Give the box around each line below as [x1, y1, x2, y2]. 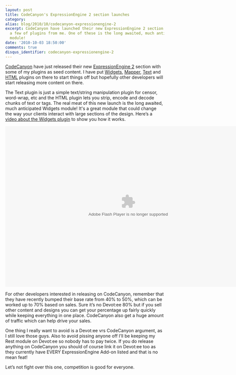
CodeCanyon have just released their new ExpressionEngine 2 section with [5, 64, 161, 70]
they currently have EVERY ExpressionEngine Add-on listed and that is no [5, 349, 158, 355]
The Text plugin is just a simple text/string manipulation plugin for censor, [5, 89, 158, 95]
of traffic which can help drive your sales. [5, 318, 92, 324]
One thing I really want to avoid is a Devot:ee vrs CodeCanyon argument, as [5, 327, 162, 333]
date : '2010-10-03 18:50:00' [5, 40, 67, 45]
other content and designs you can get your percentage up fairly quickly [5, 307, 156, 313]
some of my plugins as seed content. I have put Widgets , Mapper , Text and [5, 69, 161, 75]
